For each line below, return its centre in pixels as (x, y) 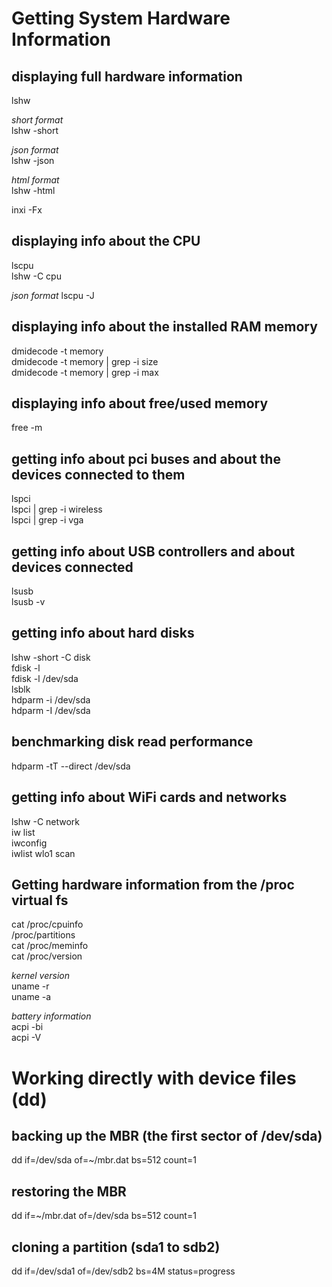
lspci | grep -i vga (47, 520)
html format (35, 180)
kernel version (40, 976)
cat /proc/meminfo (50, 946)
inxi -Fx (27, 210)
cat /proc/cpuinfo (47, 924)
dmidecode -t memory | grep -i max (85, 372)
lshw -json (33, 160)
